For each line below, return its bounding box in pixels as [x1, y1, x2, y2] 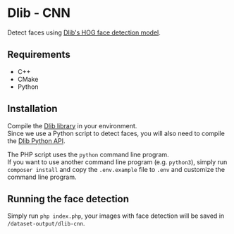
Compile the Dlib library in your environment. [7, 121, 137, 130]
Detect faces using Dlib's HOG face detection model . [7, 28, 161, 37]
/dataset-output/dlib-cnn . [7, 219, 85, 228]
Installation [7, 103, 58, 115]
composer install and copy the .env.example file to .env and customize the [7, 165, 226, 173]
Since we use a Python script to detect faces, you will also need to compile [7, 129, 226, 137]
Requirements [7, 49, 70, 61]
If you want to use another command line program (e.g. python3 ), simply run [7, 157, 228, 166]
